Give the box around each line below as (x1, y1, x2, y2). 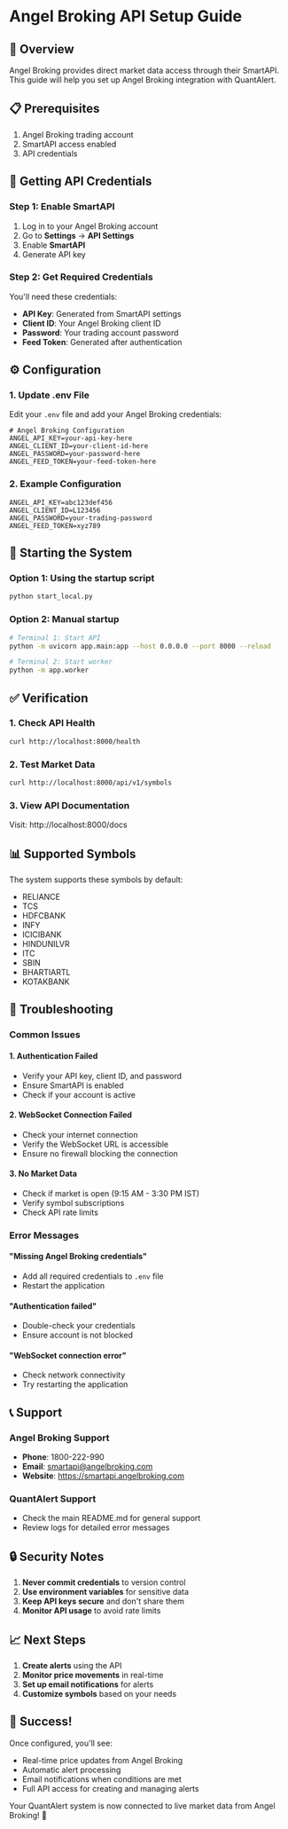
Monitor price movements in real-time (21, 1670, 164, 1681)
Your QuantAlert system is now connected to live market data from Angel (9, 1800, 276, 1811)
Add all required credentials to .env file (21, 1271, 164, 1281)
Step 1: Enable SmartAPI (9, 201, 115, 213)
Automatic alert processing (21, 1764, 121, 1775)
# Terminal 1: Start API (9, 633, 101, 643)
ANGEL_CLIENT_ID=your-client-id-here (9, 442, 149, 451)
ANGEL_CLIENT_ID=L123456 (9, 506, 101, 515)
